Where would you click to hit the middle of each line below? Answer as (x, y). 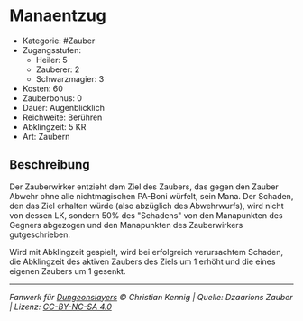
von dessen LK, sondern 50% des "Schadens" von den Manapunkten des (146, 215)
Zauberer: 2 (58, 69)
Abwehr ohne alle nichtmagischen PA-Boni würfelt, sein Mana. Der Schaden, (151, 196)
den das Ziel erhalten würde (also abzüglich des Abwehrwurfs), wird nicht (147, 206)
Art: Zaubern (46, 136)
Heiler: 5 (51, 60)
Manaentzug (58, 16)
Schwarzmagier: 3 (70, 78)
